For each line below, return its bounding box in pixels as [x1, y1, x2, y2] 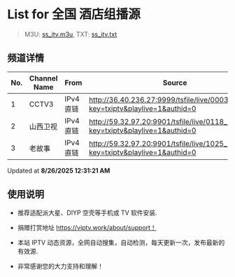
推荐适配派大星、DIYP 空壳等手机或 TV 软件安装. [17, 208, 157, 217]
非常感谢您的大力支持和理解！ [17, 262, 104, 270]
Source [162, 78, 187, 88]
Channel [29, 73, 58, 83]
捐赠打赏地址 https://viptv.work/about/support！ [17, 223, 157, 231]
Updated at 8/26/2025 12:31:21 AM [7, 166, 111, 175]
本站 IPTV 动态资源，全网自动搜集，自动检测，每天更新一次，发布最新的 [17, 238, 225, 246]
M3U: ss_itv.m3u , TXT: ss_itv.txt [24, 29, 117, 39]
